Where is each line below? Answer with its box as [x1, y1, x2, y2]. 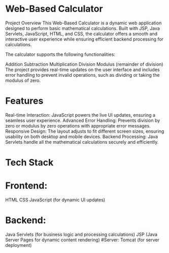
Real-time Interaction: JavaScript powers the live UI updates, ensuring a [5, 112, 156, 118]
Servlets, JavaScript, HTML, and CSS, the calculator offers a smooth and [5, 30, 158, 37]
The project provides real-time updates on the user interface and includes [5, 67, 160, 73]
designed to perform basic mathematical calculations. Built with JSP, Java [5, 25, 160, 31]
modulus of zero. [5, 77, 41, 83]
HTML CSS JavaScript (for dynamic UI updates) [5, 197, 106, 203]
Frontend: [5, 180, 48, 192]
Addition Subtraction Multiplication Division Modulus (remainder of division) [5, 61, 163, 67]
